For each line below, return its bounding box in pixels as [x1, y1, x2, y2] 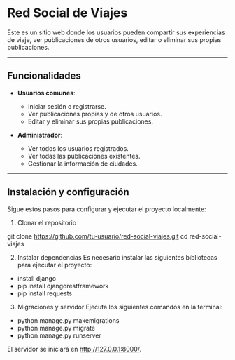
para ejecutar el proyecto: [17, 260, 92, 269]
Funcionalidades [7, 70, 82, 82]
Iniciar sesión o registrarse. [27, 102, 106, 110]
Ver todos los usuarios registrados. [27, 144, 129, 152]
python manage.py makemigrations [17, 316, 120, 324]
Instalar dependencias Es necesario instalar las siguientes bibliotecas [17, 253, 218, 261]
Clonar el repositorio [17, 218, 77, 227]
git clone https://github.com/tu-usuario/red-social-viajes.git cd [7, 232, 188, 240]
